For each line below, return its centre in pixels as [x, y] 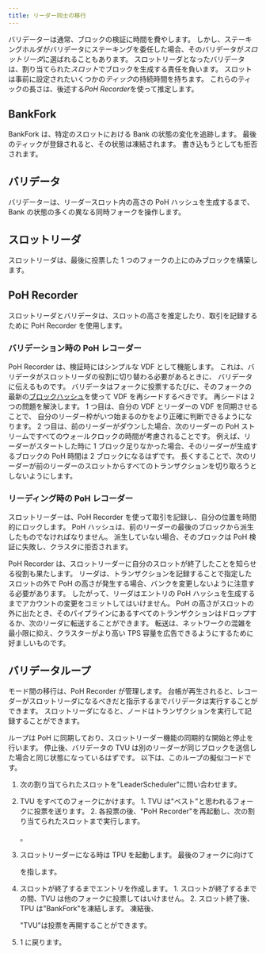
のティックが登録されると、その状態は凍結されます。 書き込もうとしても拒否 [133, 144]
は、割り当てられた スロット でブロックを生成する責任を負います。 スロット [130, 69]
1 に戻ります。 [43, 942]
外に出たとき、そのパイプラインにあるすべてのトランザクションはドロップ [129, 614]
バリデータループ [49, 670]
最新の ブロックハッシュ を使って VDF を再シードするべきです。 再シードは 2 [131, 397]
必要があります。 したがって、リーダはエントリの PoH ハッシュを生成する [135, 594]
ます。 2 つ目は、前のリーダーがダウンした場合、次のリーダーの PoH [127, 426]
